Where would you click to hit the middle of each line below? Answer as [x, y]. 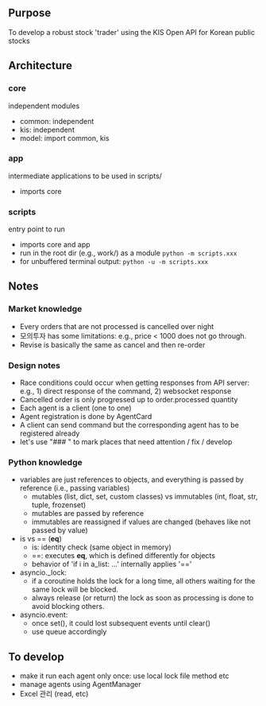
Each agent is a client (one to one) [76, 408]
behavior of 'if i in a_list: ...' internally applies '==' [112, 564]
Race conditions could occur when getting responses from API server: [135, 383]
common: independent [57, 121]
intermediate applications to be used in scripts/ [85, 176]
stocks [19, 41]
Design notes [35, 365]
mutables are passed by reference [88, 514]
